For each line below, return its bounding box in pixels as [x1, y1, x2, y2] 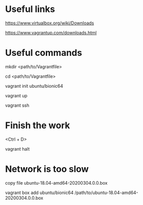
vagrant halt [5, 146, 30, 152]
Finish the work [5, 120, 71, 131]
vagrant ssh [5, 102, 30, 108]
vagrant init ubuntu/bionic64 [5, 83, 64, 89]
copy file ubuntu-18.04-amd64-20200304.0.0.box [5, 180, 108, 186]
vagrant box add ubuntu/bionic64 [5, 190, 73, 196]
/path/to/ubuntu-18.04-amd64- [74, 190, 139, 196]
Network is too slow [5, 164, 89, 175]
